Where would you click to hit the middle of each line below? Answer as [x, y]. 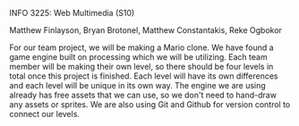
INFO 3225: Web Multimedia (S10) [72, 13]
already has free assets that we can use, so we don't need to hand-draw [143, 95]
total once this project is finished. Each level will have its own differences [144, 76]
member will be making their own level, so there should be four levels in [141, 67]
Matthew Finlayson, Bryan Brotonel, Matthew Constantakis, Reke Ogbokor [145, 30]
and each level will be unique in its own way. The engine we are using [137, 85]
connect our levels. [45, 114]
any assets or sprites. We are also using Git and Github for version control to [150, 105]
